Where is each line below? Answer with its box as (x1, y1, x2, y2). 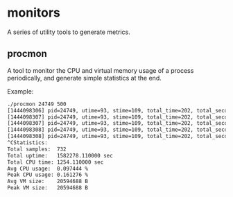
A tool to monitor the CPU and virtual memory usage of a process (7, 66, 194, 74)
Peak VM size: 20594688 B (7, 185, 89, 191)
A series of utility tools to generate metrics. (7, 28, 130, 36)
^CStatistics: (7, 139, 49, 146)
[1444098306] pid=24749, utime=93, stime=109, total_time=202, (7, 107, 194, 114)
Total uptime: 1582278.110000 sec (7, 152, 113, 159)
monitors (7, 5, 60, 21)
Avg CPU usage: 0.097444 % (7, 165, 89, 172)
